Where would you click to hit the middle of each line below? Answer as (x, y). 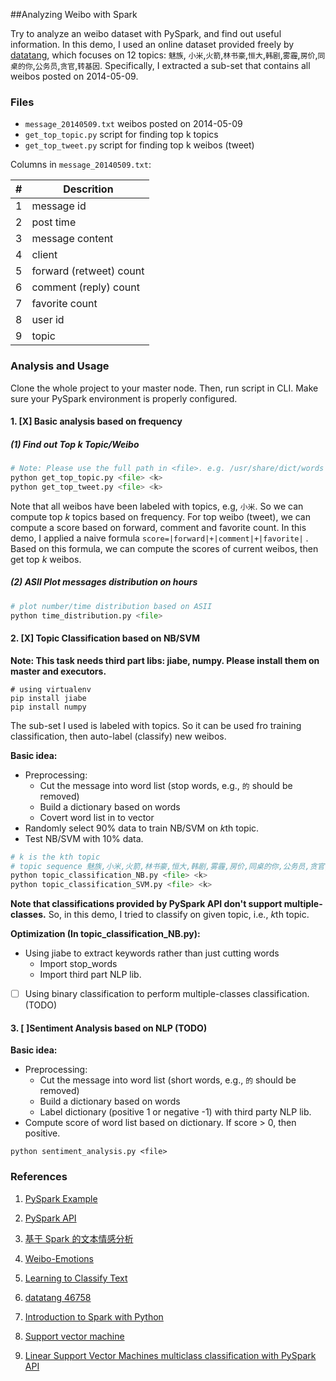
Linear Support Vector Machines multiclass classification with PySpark (170, 1355)
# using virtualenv (51, 689)
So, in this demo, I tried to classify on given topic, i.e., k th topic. (179, 915)
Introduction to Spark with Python (94, 1316)
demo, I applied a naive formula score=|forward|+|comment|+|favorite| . (159, 538)
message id (59, 206)
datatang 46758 (58, 1297)
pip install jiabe (48, 698)
